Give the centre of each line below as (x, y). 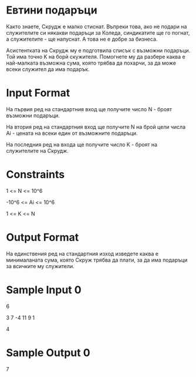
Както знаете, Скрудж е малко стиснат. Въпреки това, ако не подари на (97, 26)
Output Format (43, 237)
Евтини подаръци (52, 10)
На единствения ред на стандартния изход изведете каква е (82, 253)
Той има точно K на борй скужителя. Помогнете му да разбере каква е (96, 56)
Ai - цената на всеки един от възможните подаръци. (72, 133)
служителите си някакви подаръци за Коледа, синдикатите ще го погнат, (98, 32)
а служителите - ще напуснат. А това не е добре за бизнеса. (82, 39)
